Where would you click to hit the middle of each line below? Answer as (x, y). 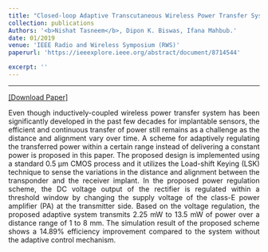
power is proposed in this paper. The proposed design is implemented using (134, 155)
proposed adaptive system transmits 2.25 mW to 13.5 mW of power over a (134, 214)
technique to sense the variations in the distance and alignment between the (134, 171)
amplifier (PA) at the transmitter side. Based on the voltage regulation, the (134, 206)
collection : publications (51, 23)
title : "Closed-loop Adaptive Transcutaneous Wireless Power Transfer (128, 16)
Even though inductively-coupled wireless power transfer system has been (134, 112)
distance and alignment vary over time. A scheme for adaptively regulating (134, 138)
